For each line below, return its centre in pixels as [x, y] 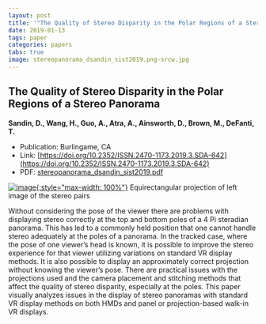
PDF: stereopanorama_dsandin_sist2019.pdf [91, 171]
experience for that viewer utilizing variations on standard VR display [120, 253]
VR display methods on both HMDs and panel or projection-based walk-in [129, 303]
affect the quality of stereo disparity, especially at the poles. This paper [124, 286]
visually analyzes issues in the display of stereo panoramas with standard [128, 295]
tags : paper [28, 38]
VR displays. [28, 311]
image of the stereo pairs [49, 195]
